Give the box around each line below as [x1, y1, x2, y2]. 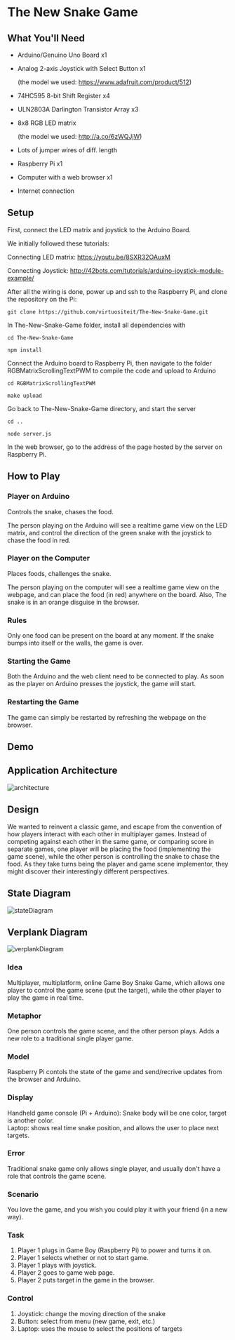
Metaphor [7, 1011, 42, 1021]
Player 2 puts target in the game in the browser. [17, 1276, 155, 1285]
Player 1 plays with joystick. [17, 1261, 97, 1270]
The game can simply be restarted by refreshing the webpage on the [7, 713, 207, 721]
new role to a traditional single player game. [7, 1034, 134, 1043]
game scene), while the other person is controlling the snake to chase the [7, 852, 220, 860]
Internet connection [17, 187, 75, 195]
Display [7, 1092, 34, 1102]
